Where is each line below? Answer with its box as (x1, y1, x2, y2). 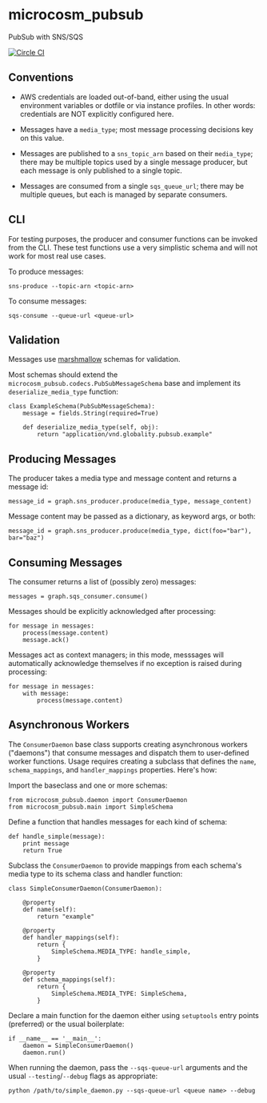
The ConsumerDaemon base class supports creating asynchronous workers (8, 739, 248, 749)
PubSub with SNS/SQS (8, 32, 84, 42)
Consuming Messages (8, 556, 122, 569)
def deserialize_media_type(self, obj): (22, 423, 159, 431)
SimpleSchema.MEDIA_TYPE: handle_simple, (50, 947, 192, 956)
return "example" (37, 912, 94, 921)
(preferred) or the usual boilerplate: (8, 1019, 125, 1029)
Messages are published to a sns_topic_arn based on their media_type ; (19, 148, 253, 158)
